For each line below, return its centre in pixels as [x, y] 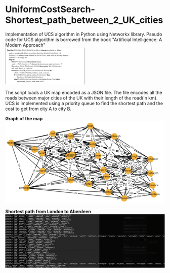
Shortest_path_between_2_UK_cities [84, 20]
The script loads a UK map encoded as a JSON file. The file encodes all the [84, 92]
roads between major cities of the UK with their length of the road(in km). [81, 98]
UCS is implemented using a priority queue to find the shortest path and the [84, 103]
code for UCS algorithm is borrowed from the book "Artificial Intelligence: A [84, 40]
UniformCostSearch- [50, 9]
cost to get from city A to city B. [38, 109]
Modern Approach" [25, 45]
